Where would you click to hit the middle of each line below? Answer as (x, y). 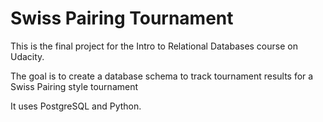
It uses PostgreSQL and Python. (76, 106)
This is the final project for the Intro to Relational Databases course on (154, 46)
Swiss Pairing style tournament (74, 86)
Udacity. (27, 56)
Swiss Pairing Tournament (122, 18)
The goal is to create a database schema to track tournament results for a (162, 76)
